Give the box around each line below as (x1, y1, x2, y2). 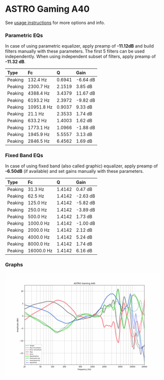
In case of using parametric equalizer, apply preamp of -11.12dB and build (5, 43, 154, 49)
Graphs (5, 261, 23, 268)
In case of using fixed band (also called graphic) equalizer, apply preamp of (5, 163, 158, 169)
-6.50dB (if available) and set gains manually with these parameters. (5, 168, 144, 174)
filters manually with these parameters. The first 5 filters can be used (5, 48, 145, 54)
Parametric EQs (5, 32, 43, 39)
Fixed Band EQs (5, 152, 43, 159)
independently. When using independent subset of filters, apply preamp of (5, 54, 156, 59)
